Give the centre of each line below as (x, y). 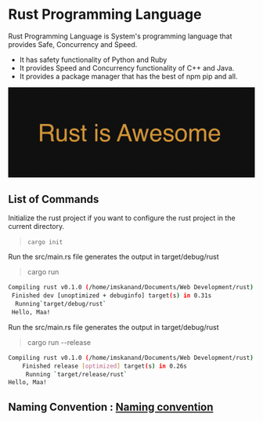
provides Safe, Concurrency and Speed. (73, 44)
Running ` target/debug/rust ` (61, 304)
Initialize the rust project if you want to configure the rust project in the (122, 218)
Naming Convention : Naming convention (111, 406)
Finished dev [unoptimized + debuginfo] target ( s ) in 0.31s (112, 296)
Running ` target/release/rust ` (76, 374)
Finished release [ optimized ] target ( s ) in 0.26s (105, 366)
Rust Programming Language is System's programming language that (120, 36)
